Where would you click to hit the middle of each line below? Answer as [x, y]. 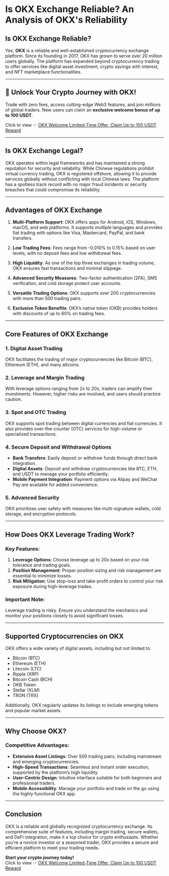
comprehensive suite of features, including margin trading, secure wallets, [82, 832]
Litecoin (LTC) [27, 669]
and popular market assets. [33, 711]
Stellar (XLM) [26, 690]
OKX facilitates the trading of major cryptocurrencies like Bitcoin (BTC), [79, 359]
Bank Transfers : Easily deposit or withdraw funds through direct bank [85, 458]
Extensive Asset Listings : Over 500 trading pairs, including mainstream [87, 756]
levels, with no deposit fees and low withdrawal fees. [67, 253]
